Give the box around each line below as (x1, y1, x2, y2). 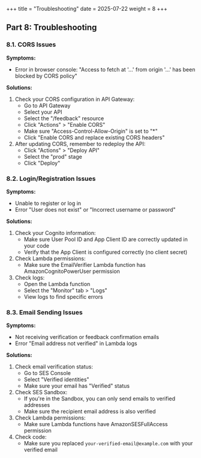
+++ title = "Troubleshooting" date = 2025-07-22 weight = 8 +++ (6, 5, 168, 12)
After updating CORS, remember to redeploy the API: (14, 140, 146, 147)
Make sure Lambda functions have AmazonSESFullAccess (23, 421, 168, 428)
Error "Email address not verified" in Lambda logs (14, 340, 137, 347)
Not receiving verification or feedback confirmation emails (14, 334, 160, 341)
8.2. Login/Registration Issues (6, 174, 96, 183)
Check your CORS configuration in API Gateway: (14, 96, 135, 103)
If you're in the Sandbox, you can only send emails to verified (23, 395, 176, 402)
